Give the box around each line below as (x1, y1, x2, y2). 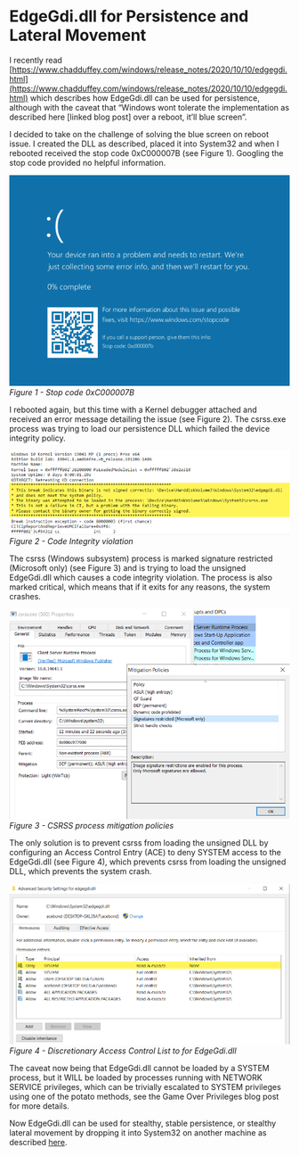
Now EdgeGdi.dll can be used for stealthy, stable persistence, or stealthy (9, 1118, 277, 1128)
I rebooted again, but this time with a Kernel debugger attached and (9, 404, 258, 415)
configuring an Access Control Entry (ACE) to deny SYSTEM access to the (9, 847, 282, 858)
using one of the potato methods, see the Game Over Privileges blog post (9, 1091, 279, 1102)
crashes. (9, 590, 42, 601)
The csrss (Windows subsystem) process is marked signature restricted (9, 553, 273, 564)
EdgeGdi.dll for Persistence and (9, 6, 249, 27)
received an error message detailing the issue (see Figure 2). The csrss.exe (9, 413, 287, 425)
